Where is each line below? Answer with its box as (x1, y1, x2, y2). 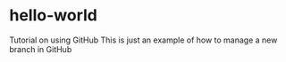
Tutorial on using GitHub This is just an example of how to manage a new (9, 35, 278, 45)
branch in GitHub (9, 43, 72, 54)
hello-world (9, 5, 98, 26)
